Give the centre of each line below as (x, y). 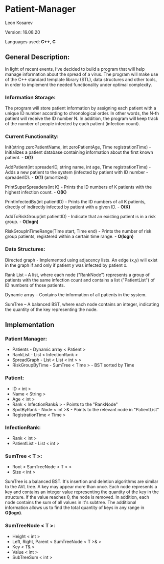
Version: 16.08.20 (23, 32)
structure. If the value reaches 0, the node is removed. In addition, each (77, 497)
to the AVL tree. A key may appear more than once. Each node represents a (81, 487)
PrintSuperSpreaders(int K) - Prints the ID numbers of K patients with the (79, 187)
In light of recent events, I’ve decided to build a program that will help (75, 69)
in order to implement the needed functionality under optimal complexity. (79, 85)
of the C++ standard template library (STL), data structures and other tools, (81, 79)
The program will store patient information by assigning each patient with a (81, 108)
